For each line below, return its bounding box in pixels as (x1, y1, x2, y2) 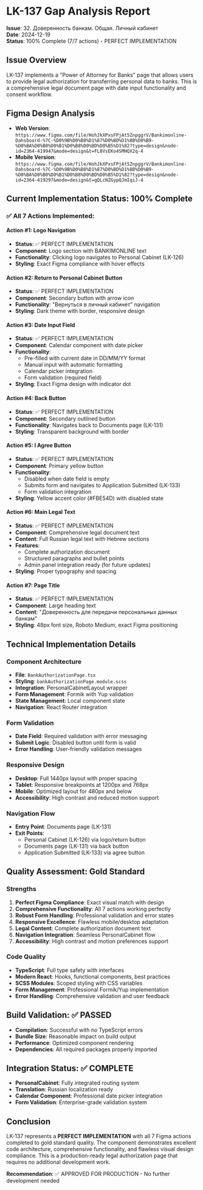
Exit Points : (15, 829, 44, 837)
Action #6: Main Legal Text (6, 509, 76, 516)
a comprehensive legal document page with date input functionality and (6, 84, 187, 91)
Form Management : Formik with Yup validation (15, 690, 134, 698)
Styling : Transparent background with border (15, 428, 129, 435)
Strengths (6, 885, 36, 893)
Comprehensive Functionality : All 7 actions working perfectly (15, 905, 171, 912)
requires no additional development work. (6, 1158, 111, 1166)
